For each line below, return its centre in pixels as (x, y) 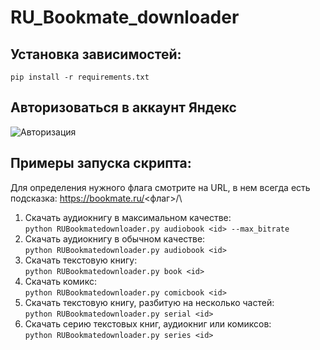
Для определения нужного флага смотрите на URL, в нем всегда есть (160, 187)
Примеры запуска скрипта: (101, 163)
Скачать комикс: (60, 281)
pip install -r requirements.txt (80, 77)
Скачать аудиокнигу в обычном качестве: (115, 238)
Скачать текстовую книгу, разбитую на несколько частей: (149, 302)
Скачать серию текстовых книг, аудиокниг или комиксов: (148, 323)
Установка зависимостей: (96, 54)
